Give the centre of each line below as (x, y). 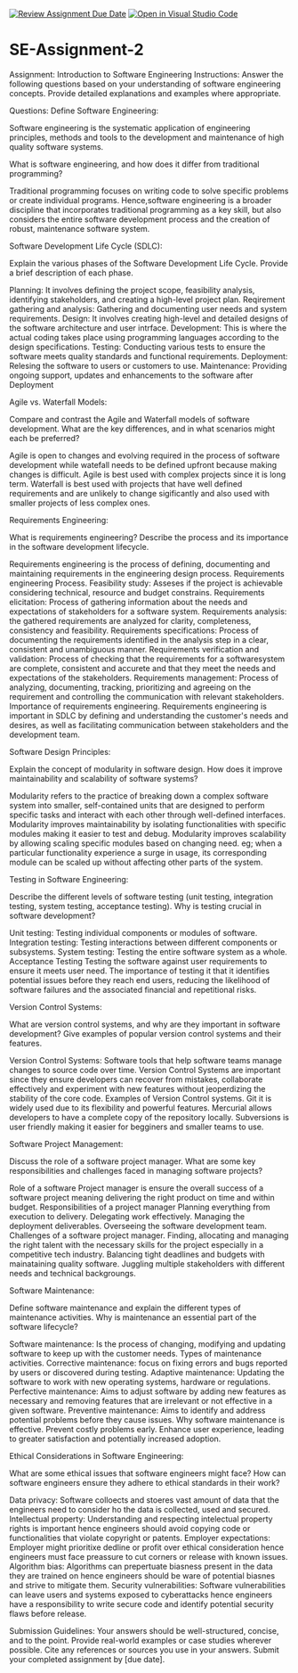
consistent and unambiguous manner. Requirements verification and (134, 649)
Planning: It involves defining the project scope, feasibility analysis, (132, 290)
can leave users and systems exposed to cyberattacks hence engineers (141, 1595)
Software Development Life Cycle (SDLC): (86, 246)
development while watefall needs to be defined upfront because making (143, 464)
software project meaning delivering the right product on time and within (142, 1197)
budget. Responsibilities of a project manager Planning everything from (140, 1207)
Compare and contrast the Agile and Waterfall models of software (130, 419)
